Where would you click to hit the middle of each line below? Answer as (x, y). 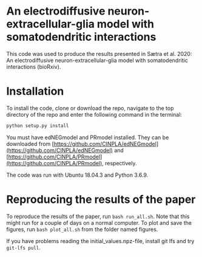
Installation (35, 91)
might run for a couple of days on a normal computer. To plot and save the (99, 222)
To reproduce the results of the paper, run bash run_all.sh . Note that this (98, 216)
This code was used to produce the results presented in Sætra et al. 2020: (99, 53)
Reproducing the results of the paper (101, 199)
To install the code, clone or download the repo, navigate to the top (90, 108)
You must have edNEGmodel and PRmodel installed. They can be (88, 137)
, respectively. (120, 163)
